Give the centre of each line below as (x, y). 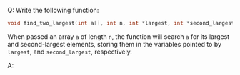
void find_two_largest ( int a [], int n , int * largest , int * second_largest (121, 23)
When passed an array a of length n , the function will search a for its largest (119, 36)
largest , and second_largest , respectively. (70, 52)
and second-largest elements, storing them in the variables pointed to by (115, 44)
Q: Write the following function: (53, 10)
